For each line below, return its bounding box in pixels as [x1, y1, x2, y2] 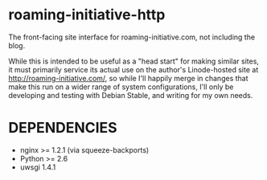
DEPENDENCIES [8, 119, 118, 137]
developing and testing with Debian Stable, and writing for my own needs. [8, 90, 253, 100]
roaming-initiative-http [8, 6, 166, 24]
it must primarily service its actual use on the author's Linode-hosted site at [8, 64, 259, 74]
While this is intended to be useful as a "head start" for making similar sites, [8, 56, 260, 66]
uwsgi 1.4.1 [19, 162, 56, 172]
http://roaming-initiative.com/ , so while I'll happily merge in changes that [8, 73, 249, 83]
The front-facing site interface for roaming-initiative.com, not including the [8, 32, 256, 42]
